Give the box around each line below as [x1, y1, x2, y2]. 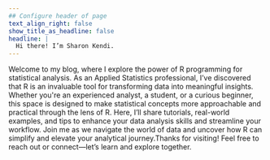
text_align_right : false [8, 19, 93, 28]
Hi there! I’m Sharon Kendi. [15, 42, 115, 50]
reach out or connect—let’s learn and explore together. [8, 142, 192, 152]
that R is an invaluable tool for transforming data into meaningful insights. [8, 82, 254, 92]
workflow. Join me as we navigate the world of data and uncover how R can [8, 125, 263, 135]
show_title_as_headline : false [8, 27, 115, 35]
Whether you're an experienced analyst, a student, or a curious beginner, [8, 90, 254, 100]
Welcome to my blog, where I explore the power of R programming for [8, 64, 243, 74]
